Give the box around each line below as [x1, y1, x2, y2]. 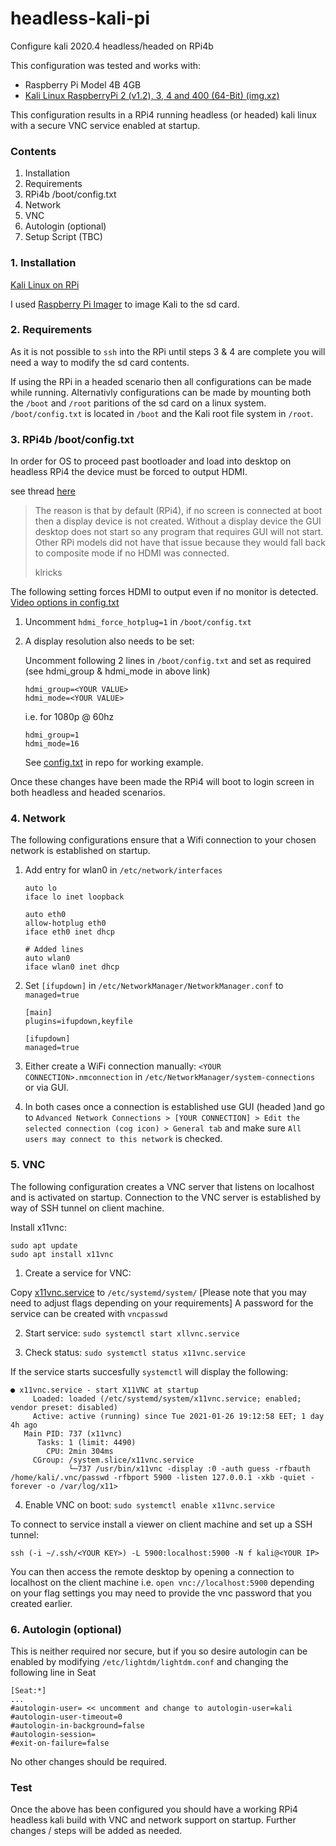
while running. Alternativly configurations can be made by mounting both [10, 386, 312, 398]
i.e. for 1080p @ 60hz [24, 711, 115, 723]
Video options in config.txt [10, 597, 120, 609]
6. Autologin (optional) [10, 1622, 122, 1636]
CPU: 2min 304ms [46, 1446, 114, 1456]
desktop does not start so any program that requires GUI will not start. [34, 526, 324, 538]
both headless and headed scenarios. [10, 787, 166, 799]
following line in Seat [10, 1667, 97, 1679]
